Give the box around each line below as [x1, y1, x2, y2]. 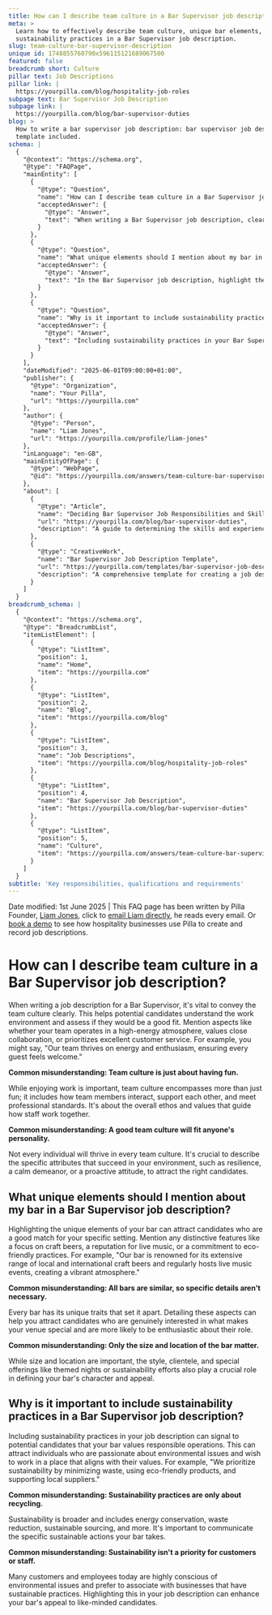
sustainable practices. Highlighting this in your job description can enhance [8, 1588, 260, 1599]
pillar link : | [8, 80, 60, 88]
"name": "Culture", [37, 842, 104, 851]
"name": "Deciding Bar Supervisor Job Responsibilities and [37, 510, 244, 518]
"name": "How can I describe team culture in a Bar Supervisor [37, 192, 255, 201]
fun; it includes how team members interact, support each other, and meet [8, 1092, 257, 1102]
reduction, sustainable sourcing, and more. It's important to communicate [8, 1522, 253, 1532]
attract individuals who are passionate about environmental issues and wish [8, 1448, 261, 1458]
